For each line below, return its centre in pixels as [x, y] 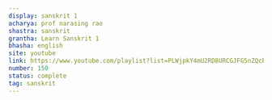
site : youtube [32, 53]
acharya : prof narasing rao [56, 23]
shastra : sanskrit [39, 31]
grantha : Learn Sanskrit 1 [54, 38]
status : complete [38, 76]
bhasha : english [36, 46]
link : [17, 61]
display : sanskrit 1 [43, 16]
